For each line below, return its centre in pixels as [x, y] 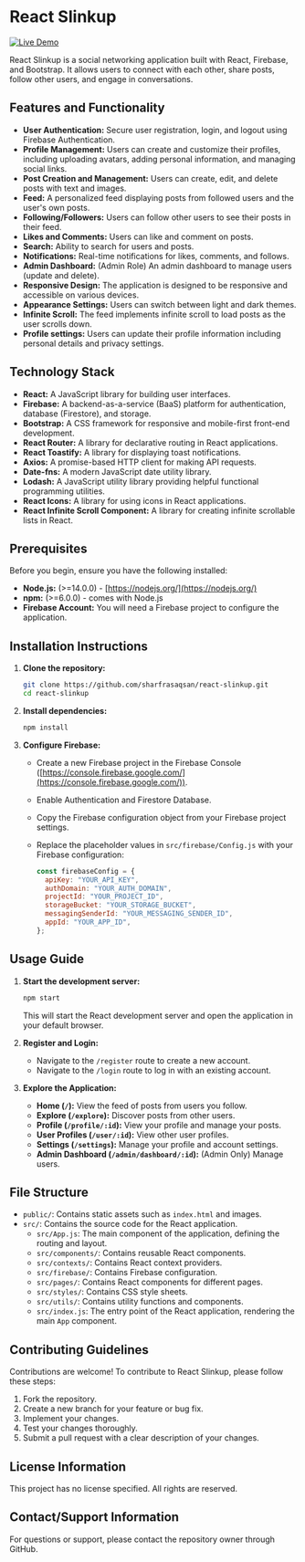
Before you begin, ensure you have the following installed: [119, 571]
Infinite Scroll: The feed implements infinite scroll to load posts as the [154, 314]
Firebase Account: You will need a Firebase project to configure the [151, 608]
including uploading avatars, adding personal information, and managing [159, 159]
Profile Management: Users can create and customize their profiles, [152, 149]
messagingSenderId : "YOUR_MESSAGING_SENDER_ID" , [139, 914]
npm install [45, 728]
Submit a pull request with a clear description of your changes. [141, 1438]
